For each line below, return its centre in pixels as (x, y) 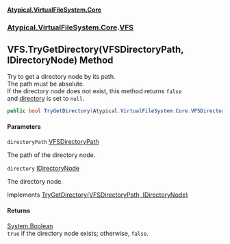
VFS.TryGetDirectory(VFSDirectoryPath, (95, 49)
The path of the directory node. (51, 155)
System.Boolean (30, 225)
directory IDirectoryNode (43, 169)
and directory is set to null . (46, 99)
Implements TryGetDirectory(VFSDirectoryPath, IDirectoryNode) (98, 195)
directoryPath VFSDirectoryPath (53, 142)
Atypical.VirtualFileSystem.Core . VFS (70, 27)
